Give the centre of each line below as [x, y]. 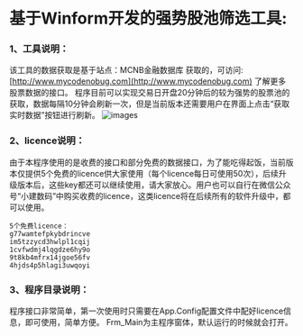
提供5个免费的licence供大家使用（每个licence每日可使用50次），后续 [152, 173]
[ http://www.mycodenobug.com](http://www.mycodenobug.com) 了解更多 [148, 81]
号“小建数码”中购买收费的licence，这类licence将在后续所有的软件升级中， [147, 195]
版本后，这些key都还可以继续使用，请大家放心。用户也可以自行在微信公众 [154, 185]
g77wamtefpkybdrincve [50, 234]
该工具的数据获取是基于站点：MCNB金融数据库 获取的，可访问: [126, 70]
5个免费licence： [39, 226]
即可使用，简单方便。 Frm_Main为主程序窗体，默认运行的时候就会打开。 [159, 322]
